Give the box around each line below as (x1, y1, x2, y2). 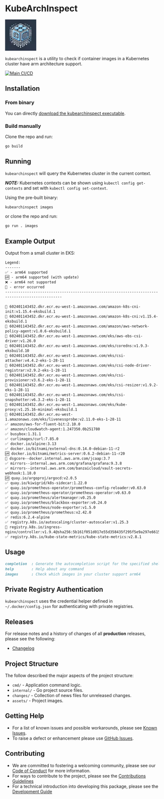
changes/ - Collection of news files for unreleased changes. (12, 693, 132, 699)
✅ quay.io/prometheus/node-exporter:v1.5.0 (5, 505, 96, 510)
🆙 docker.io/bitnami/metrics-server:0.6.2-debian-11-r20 (5, 451, 125, 456)
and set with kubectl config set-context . (23, 185, 108, 191)
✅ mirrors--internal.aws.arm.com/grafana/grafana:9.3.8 (5, 461, 122, 466)
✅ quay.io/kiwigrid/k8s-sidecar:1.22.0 (5, 481, 87, 485)
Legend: (5, 260, 21, 265)
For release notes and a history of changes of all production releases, (5, 630, 146, 637)
